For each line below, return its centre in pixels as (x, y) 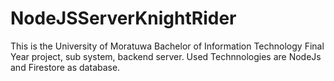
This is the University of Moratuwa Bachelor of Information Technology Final (167, 46)
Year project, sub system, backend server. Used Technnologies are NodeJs (166, 56)
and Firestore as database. (65, 67)
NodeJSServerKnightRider (123, 18)
